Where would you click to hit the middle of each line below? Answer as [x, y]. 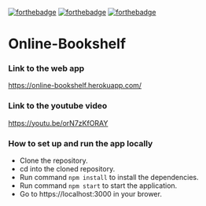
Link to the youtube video [58, 106]
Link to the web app [46, 68]
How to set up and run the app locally [81, 143]
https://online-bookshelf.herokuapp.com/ [75, 86]
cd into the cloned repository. [67, 169]
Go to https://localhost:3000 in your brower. [91, 194]
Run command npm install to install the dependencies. [109, 178]
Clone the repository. [53, 160]
